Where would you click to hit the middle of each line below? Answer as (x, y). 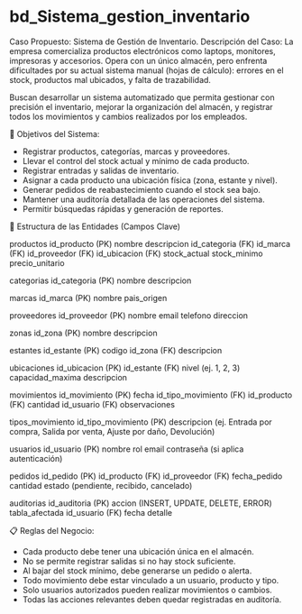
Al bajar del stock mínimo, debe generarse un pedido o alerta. (137, 571)
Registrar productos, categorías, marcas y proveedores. (126, 151)
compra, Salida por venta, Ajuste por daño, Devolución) (112, 431)
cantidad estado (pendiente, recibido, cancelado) (101, 485)
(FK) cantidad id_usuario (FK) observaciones (92, 404)
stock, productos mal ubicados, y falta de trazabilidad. (110, 79)
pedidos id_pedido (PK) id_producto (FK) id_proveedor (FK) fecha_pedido (146, 476)
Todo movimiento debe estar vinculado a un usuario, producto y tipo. (151, 580)
